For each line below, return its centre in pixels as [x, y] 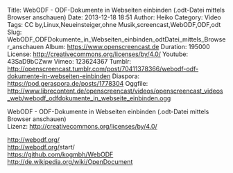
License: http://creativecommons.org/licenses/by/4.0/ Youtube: [98, 54]
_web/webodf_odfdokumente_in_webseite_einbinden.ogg [89, 98]
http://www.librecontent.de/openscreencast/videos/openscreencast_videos [115, 91]
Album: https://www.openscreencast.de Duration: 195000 [127, 47]
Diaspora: [126, 76]
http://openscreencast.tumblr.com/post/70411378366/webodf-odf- [103, 69]
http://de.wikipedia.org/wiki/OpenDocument [70, 162]
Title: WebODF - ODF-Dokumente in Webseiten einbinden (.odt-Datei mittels [116, 10]
